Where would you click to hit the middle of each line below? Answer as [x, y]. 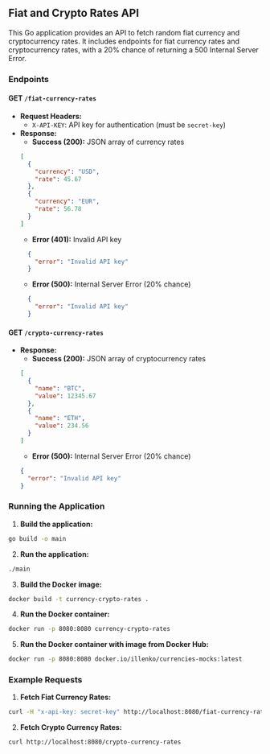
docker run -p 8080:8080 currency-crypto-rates [90, 629]
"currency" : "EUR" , [67, 202]
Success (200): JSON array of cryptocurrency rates [119, 359]
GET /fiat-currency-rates [52, 98]
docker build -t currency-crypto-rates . [79, 599]
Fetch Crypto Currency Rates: [71, 727]
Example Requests [45, 680]
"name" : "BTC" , [60, 388]
